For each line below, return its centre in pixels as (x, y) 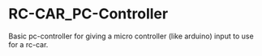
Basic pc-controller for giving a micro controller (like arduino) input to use (131, 36)
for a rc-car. (28, 44)
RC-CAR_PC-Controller (88, 14)
